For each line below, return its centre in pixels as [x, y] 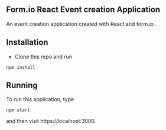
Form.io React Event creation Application [83, 10]
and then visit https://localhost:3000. [51, 121]
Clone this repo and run [43, 56]
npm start [18, 110]
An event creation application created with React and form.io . [82, 24]
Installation [27, 43]
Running [22, 86]
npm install [21, 67]
